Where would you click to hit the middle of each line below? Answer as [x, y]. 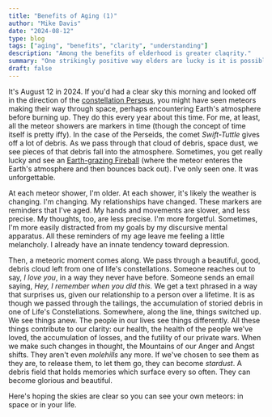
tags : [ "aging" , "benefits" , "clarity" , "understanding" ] [108, 46]
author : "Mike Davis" [45, 23]
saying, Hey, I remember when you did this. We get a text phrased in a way [133, 286]
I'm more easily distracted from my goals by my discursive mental [118, 227]
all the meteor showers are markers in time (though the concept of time [127, 125]
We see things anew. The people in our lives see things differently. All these [134, 320]
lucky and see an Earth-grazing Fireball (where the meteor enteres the [125, 160]
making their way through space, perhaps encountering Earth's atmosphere [135, 108]
